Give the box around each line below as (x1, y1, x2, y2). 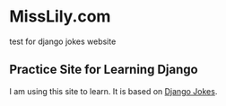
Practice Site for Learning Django (9, 62, 199, 77)
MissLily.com (9, 6, 111, 27)
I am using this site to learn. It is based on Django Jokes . (9, 85, 218, 96)
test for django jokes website (9, 36, 117, 47)
